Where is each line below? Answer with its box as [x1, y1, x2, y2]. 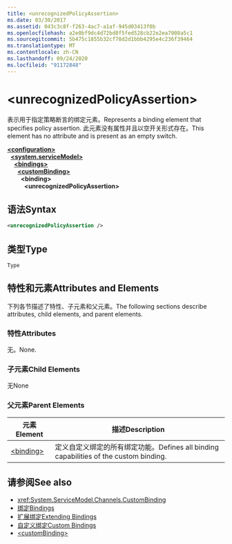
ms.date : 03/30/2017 [7, 17, 67, 24]
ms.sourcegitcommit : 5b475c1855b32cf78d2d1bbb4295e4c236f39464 [7, 36, 193, 43]
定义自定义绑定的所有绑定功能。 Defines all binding [55, 442, 220, 452]
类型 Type [7, 243, 48, 255]
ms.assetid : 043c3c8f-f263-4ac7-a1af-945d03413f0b [7, 23, 156, 30]
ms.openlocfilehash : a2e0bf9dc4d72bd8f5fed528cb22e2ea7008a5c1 [7, 29, 193, 37]
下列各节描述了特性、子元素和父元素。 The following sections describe [7, 302, 207, 310]
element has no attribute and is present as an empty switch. [7, 132, 177, 140]
